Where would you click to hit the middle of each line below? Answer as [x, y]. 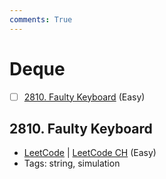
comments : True [41, 19]
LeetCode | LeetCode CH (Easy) [90, 153]
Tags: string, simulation [72, 163]
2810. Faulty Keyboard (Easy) [84, 97]
